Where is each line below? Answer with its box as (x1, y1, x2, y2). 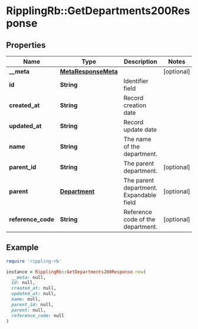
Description (123, 58, 157, 65)
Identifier (123, 77, 148, 85)
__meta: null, (11, 274, 46, 280)
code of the (123, 215, 156, 223)
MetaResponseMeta (60, 68, 118, 75)
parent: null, (11, 307, 46, 313)
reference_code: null (11, 313, 65, 318)
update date (123, 125, 157, 134)
